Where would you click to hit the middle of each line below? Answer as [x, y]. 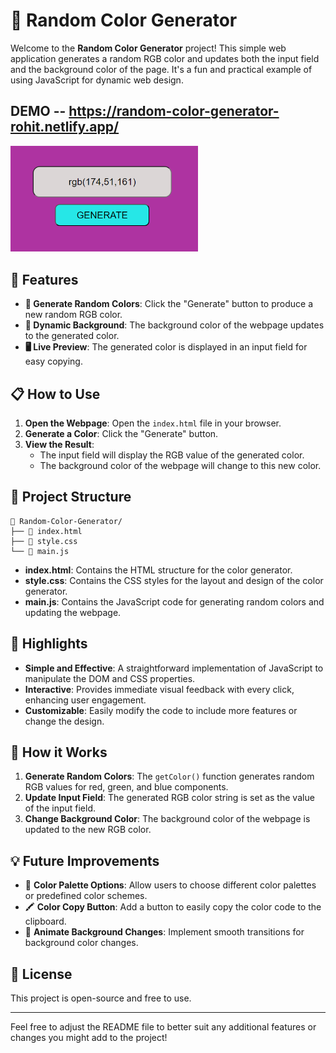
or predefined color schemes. [86, 896]
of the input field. [60, 808]
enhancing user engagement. [85, 700]
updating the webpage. [73, 612]
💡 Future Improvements [85, 860]
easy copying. [53, 361]
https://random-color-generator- [174, 111]
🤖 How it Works [59, 752]
